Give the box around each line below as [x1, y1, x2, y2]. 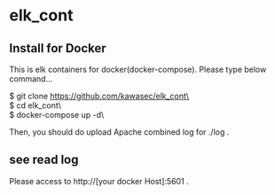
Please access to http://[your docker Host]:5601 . [9, 175, 189, 186]
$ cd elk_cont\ [9, 100, 62, 111]
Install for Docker [9, 41, 106, 56]
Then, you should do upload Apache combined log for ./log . [9, 127, 230, 137]
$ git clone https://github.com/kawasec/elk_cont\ [9, 90, 189, 101]
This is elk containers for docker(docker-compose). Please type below [9, 64, 267, 74]
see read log [9, 152, 79, 168]
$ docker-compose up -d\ [9, 110, 105, 120]
